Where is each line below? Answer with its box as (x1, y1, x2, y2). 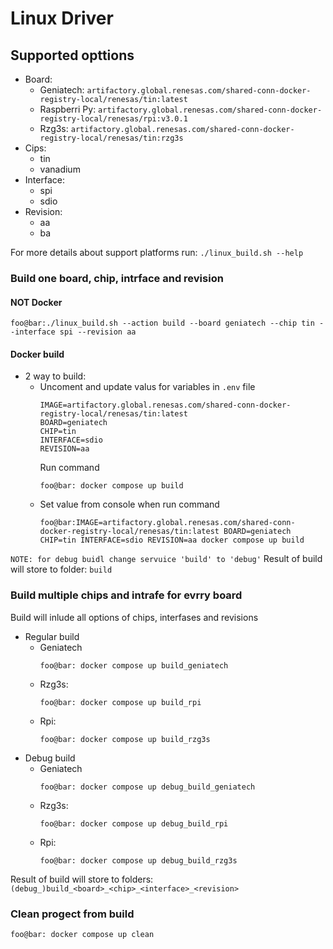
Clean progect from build (10, 907, 135, 921)
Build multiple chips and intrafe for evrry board (10, 588, 243, 602)
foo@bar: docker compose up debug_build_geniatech (39, 782, 256, 792)
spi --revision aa (59, 327, 137, 337)
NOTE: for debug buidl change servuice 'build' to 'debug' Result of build (10, 553, 323, 565)
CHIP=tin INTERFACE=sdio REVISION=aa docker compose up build (39, 535, 305, 546)
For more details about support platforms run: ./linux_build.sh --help (10, 247, 304, 258)
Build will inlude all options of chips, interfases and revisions (10, 611, 259, 623)
